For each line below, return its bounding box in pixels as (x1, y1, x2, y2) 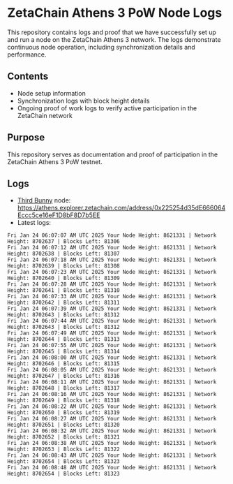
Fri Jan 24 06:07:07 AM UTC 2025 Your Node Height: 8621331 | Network (7, 232, 217, 239)
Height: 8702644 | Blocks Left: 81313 (7, 336, 120, 343)
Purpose (7, 131, 45, 144)
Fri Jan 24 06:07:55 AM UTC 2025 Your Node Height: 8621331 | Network (7, 342, 217, 349)
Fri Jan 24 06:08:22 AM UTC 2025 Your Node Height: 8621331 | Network (7, 403, 217, 410)
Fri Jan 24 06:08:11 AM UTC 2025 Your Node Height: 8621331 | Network (7, 379, 217, 386)
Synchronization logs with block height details (17, 96, 150, 105)
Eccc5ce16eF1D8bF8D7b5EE (17, 211, 100, 219)
